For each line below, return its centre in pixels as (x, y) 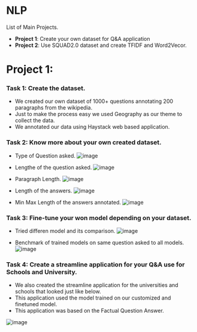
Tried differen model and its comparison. (65, 231)
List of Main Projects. (32, 27)
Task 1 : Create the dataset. (46, 88)
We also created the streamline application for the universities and (96, 285)
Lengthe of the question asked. (53, 167)
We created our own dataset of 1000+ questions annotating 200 (94, 101)
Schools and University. (42, 272)
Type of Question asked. (45, 155)
